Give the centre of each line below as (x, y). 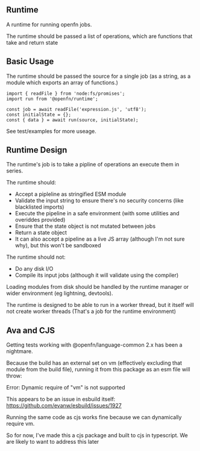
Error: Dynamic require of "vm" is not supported (66, 388)
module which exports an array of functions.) (62, 82)
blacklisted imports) (39, 207)
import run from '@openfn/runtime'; (52, 99)
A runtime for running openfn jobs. (49, 24)
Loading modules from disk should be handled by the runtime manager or (98, 287)
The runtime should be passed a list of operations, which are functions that (99, 36)
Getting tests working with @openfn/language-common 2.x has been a (94, 345)
